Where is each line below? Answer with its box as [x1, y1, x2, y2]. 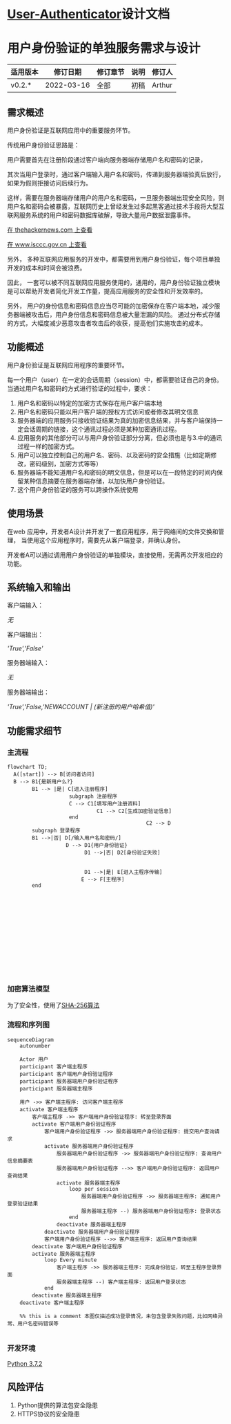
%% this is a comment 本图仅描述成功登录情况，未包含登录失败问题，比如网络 [19, 1313, 219, 1320]
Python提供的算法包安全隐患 [17, 1400, 99, 1409]
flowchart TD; [7, 764, 48, 771]
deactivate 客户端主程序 [19, 1299, 85, 1306]
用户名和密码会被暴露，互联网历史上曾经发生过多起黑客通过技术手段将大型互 [7, 202, 225, 210]
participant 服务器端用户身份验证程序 [19, 1077, 119, 1085]
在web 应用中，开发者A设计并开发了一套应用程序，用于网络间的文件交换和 [7, 527, 219, 536]
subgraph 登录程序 [32, 828, 81, 834]
